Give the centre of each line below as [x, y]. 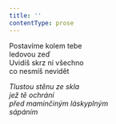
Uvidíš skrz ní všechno [46, 62]
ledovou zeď [30, 54]
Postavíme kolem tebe [46, 45]
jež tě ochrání [32, 95]
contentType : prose [42, 23]
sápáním [24, 111]
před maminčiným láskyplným [59, 103]
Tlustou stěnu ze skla [44, 86]
